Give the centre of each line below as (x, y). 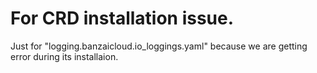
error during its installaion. (64, 56)
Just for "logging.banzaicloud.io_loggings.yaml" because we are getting (159, 46)
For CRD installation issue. (122, 18)
